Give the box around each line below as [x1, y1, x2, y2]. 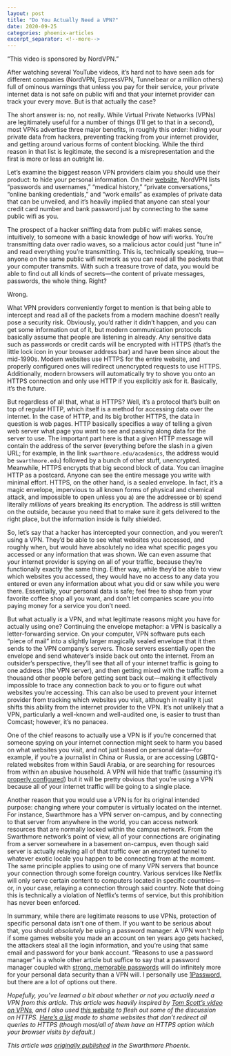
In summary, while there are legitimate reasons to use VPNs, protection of [7, 912, 217, 920]
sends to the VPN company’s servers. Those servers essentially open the [7, 645, 215, 653]
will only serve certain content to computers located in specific [7, 877, 186, 885]
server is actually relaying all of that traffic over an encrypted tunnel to [7, 847, 207, 856]
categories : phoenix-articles [7, 29, 94, 37]
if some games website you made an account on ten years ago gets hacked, [7, 934, 224, 942]
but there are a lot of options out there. [7, 978, 117, 986]
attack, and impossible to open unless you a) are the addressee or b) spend [7, 493, 222, 501]
